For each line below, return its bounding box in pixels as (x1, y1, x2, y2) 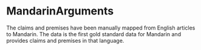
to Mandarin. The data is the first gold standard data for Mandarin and (6, 30, 181, 37)
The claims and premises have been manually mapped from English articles (6, 24, 196, 31)
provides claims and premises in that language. (6, 37, 124, 44)
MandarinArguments (6, 4, 114, 18)
